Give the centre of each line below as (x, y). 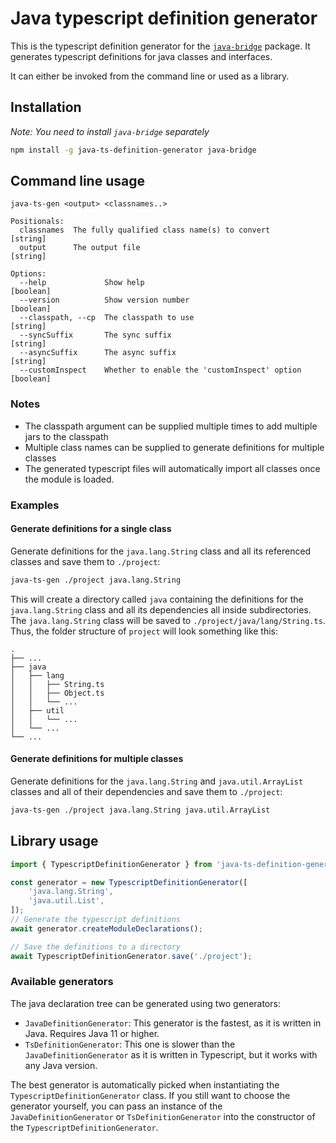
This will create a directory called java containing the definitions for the (157, 599)
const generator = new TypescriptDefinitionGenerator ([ (129, 882)
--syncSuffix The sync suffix (95, 335)
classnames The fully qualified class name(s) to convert (145, 230)
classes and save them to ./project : (85, 561)
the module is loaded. (69, 479)
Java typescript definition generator (164, 18)
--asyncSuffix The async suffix (98, 353)
